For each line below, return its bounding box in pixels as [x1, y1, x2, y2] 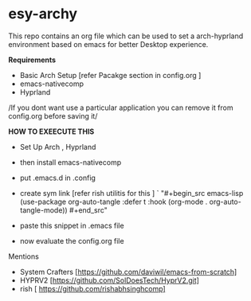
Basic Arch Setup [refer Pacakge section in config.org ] [19, 70, 202, 80]
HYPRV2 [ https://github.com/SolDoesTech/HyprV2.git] [19, 276, 199, 285]
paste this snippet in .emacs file [19, 221, 125, 230]
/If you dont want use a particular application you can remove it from [8, 103, 233, 112]
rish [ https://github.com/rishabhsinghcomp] [19, 283, 166, 293]
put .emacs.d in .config [19, 173, 96, 182]
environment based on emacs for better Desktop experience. [8, 39, 209, 49]
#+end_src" [69, 205, 108, 215]
